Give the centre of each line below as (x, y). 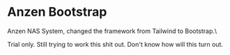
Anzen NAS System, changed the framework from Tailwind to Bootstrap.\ (112, 31)
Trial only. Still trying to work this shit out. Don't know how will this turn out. (115, 44)
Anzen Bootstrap (57, 12)
